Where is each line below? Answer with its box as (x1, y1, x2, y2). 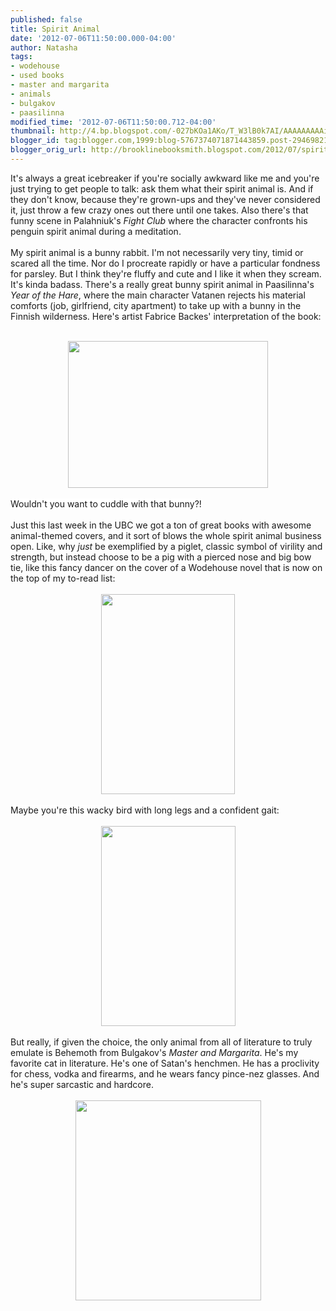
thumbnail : (10, 126, 56, 136)
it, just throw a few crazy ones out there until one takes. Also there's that (10, 204, 309, 216)
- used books (10, 71, 65, 81)
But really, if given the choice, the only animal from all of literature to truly (10, 1036, 313, 1048)
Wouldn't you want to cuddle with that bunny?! (10, 497, 202, 510)
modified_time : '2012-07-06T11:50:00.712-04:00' (10, 117, 217, 127)
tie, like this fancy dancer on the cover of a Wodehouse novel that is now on (10, 561, 323, 573)
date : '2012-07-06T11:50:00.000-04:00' (10, 33, 177, 43)
